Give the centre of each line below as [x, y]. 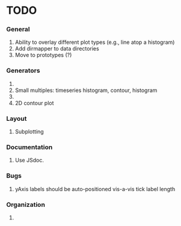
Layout [17, 118]
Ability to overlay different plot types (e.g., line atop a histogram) [95, 42]
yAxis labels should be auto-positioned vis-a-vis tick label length [95, 189]
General [18, 29]
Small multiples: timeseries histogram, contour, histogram [86, 90]
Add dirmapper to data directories [57, 49]
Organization [26, 204]
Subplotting [29, 132]
